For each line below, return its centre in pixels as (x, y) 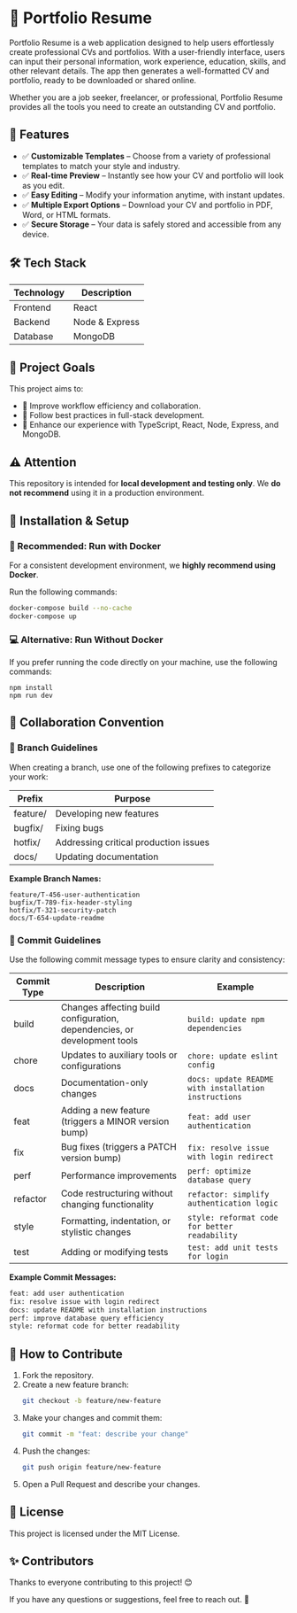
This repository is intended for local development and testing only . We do (145, 484)
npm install (31, 687)
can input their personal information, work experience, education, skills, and (148, 61)
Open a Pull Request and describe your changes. (111, 1484)
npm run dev (31, 695)
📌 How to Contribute (66, 1354)
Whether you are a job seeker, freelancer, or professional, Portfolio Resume (146, 97)
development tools (99, 1040)
